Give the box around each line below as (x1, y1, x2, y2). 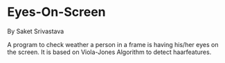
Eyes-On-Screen (7, 4, 106, 20)
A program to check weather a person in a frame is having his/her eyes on (7, 40, 219, 48)
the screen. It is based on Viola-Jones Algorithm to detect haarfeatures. (7, 48, 212, 56)
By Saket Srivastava (7, 27, 64, 35)
